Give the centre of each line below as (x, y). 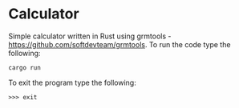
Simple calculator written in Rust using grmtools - (90, 36)
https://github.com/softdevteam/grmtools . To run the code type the (119, 44)
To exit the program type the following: (72, 82)
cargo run (25, 68)
